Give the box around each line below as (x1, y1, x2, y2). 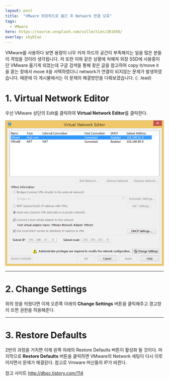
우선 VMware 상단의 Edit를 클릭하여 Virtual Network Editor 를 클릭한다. (5, 110, 148, 116)
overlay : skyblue (5, 35, 42, 40)
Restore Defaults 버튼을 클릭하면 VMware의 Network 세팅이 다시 (22, 353, 153, 359)
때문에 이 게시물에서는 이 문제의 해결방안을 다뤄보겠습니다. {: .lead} (20, 75, 152, 80)
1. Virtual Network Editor (5, 93, 110, 104)
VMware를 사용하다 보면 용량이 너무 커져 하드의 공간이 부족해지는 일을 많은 (5, 50, 152, 55)
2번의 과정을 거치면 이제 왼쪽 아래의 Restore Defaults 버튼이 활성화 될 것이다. (5, 347, 157, 353)
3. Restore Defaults (5, 330, 87, 341)
